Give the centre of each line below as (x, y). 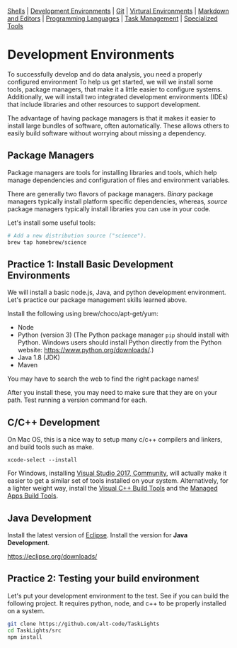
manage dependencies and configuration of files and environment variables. (118, 180)
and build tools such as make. (51, 447)
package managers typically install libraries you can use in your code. (109, 208)
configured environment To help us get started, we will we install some (110, 82)
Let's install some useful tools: (52, 223)
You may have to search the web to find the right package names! (103, 379)
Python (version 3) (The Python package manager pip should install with (123, 335)
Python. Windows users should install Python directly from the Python (120, 342)
